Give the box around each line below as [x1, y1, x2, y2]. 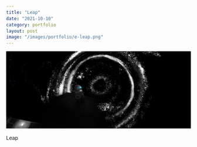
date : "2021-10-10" [6, 15, 54, 22]
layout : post [6, 28, 38, 34]
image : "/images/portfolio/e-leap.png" [6, 34, 104, 40]
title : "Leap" [6, 9, 41, 15]
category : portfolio [6, 22, 57, 28]
